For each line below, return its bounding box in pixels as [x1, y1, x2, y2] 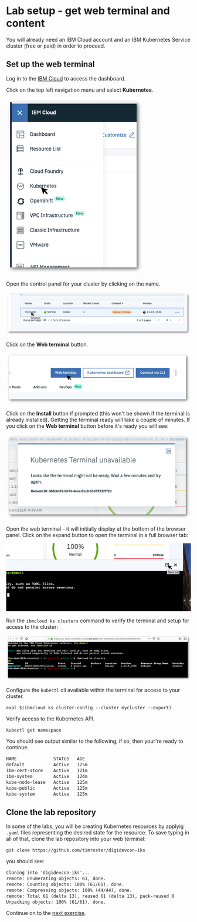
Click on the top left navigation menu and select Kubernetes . [6, 86, 154, 93]
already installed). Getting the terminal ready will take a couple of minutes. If [6, 416, 191, 424]
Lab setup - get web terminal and [6, 4, 170, 18]
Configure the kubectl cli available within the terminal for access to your [6, 686, 181, 694]
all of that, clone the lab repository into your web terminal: [6, 836, 146, 843]
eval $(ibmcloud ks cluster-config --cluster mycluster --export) [6, 705, 172, 711]
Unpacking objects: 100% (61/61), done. [6, 899, 107, 906]
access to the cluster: [6, 623, 59, 630]
